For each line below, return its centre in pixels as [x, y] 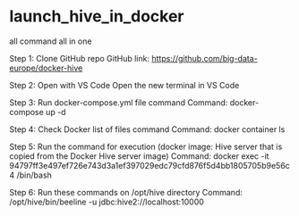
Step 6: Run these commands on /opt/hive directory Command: [126, 192]
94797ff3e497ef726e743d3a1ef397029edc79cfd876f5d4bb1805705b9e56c [150, 165]
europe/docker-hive [46, 68]
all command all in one [51, 41]
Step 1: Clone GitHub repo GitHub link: [80, 58]
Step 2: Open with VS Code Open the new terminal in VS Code [124, 85]
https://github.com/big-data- [205, 58]
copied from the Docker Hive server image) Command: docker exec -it [139, 156]
